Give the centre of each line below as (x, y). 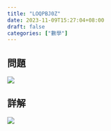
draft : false (26, 26)
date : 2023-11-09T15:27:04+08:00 (56, 20)
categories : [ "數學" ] (38, 33)
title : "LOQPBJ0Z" (34, 14)
